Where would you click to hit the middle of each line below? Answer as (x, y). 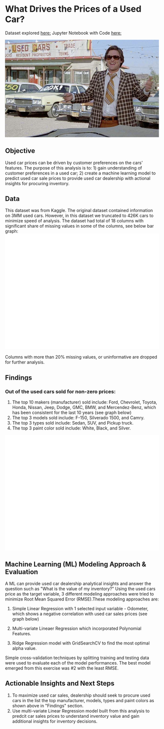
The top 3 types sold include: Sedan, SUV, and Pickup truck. (73, 423)
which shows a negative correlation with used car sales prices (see (80, 614)
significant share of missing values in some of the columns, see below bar (80, 226)
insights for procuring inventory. (37, 183)
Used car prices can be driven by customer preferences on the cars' (74, 163)
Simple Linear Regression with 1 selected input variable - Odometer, (80, 608)
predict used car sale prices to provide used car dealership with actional (78, 178)
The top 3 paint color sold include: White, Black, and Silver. (71, 428)
